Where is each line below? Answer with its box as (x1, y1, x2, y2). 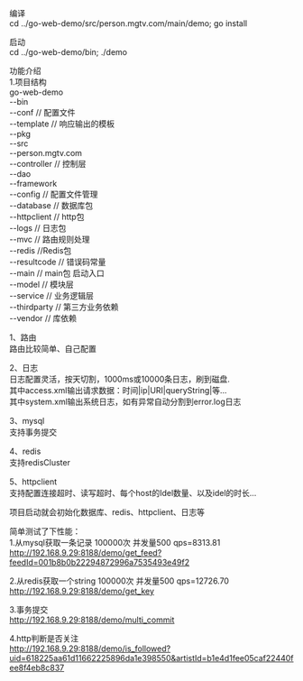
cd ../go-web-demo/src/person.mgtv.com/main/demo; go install (9, 18, 248, 29)
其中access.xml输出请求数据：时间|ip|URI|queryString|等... (9, 385, 227, 395)
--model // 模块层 (9, 279, 74, 290)
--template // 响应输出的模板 (9, 118, 115, 129)
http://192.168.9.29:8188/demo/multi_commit (9, 614, 175, 625)
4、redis (9, 446, 41, 456)
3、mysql (9, 416, 45, 426)
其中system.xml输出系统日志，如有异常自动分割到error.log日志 (9, 396, 242, 407)
